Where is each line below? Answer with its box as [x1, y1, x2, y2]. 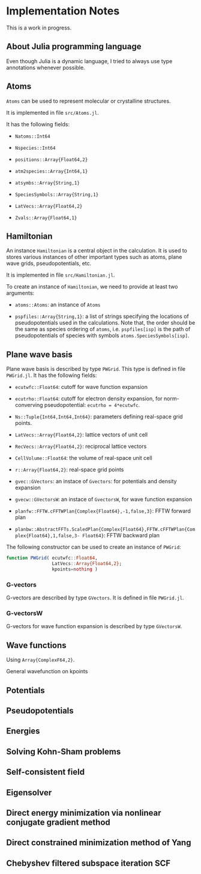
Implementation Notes [6, 4, 120, 18]
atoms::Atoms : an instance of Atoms [14, 301, 101, 308]
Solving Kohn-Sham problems [6, 747, 121, 757]
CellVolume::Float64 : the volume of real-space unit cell [14, 454, 152, 462]
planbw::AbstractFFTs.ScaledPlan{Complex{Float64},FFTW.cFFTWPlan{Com [14, 527, 196, 533]
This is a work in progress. [6, 24, 72, 31]
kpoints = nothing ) [52, 566, 98, 572]
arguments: [6, 290, 35, 297]
